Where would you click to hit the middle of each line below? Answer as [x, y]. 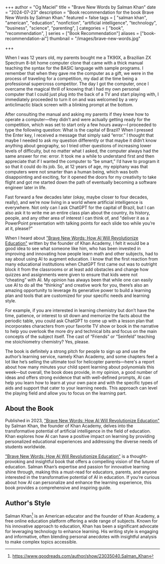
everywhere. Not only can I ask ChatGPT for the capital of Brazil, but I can [80, 207]
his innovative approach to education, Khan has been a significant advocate [82, 526]
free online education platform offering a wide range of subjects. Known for [82, 521]
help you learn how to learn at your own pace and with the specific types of [82, 383]
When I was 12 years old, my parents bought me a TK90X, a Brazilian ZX [78, 58]
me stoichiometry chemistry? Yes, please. [47, 342]
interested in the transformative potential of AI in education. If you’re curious [82, 477]
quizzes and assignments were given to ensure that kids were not [71, 275]
